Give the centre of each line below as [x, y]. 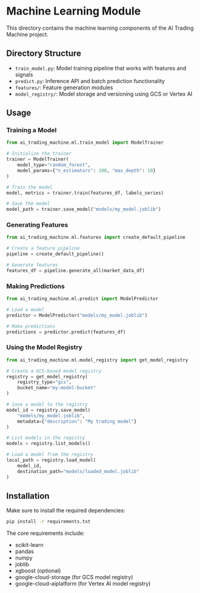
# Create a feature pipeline [43, 249]
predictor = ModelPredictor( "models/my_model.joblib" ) [77, 315]
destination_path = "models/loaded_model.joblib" [78, 471]
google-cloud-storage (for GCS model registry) [74, 577]
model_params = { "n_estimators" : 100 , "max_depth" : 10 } [86, 170]
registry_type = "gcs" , [44, 382]
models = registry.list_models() [48, 444]
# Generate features [32, 265]
